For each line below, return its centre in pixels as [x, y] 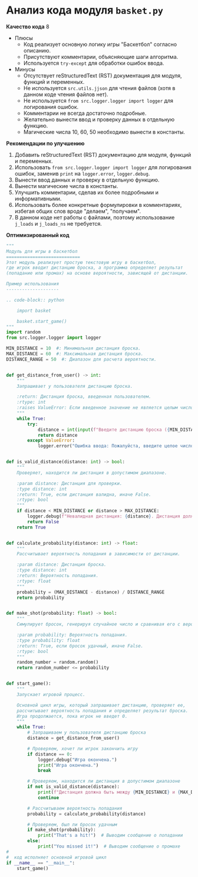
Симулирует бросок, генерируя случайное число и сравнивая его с [99, 624]
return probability [41, 598]
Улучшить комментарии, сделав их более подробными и [87, 192]
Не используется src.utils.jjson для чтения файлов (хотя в [99, 88]
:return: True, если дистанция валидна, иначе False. [84, 494]
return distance [57, 435]
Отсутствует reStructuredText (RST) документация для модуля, [103, 75]
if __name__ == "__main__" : [41, 863]
